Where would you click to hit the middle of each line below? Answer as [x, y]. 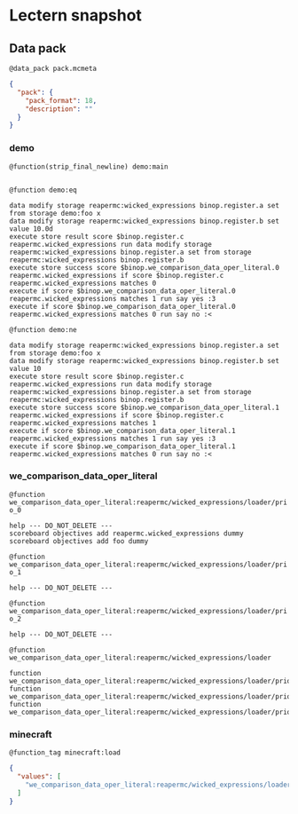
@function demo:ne [43, 329]
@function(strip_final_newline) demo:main [89, 166]
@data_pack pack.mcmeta [53, 68]
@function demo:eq [43, 190]
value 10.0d [31, 229]
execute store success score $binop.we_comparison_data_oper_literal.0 [144, 267]
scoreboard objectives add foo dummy [79, 541]
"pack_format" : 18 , [61, 100]
